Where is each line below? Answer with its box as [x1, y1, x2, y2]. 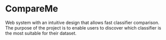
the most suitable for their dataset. [5, 30, 77, 36]
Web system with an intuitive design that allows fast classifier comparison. [5, 19, 159, 25]
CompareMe [5, 3, 58, 14]
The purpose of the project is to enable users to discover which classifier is [5, 24, 161, 30]
